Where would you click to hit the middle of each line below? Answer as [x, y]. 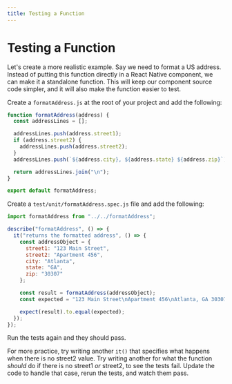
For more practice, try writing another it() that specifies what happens [109, 351]
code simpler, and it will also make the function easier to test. [94, 89]
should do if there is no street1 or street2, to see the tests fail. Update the [111, 366]
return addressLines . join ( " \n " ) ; [61, 172]
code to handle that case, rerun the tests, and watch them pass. [98, 373]
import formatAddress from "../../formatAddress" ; [81, 217]
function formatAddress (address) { [58, 115]
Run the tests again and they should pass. [67, 338]
